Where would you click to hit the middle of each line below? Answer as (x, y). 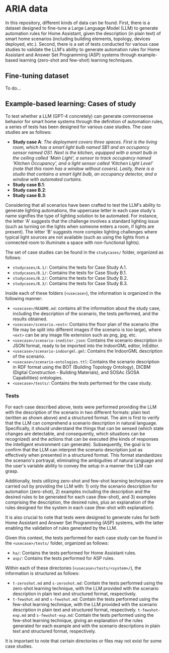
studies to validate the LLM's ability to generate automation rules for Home (82, 49)
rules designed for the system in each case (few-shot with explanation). (80, 507)
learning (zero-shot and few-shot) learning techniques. (76, 60)
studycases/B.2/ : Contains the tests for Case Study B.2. (70, 278)
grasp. (12, 471)
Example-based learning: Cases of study (71, 104)
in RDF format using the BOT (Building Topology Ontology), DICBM (81, 367)
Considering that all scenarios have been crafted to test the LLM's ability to (83, 205)
